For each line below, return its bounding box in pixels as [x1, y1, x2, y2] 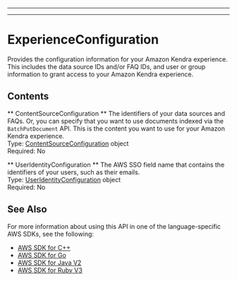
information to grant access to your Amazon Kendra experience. [7, 70, 194, 78]
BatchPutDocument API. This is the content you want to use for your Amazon [7, 124, 226, 133]
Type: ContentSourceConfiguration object [7, 139, 129, 148]
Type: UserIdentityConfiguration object [7, 175, 121, 184]
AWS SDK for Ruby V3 [17, 265, 83, 274]
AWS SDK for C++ [17, 243, 71, 251]
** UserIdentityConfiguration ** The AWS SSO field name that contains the [7, 160, 225, 169]
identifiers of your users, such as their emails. [7, 167, 140, 177]
